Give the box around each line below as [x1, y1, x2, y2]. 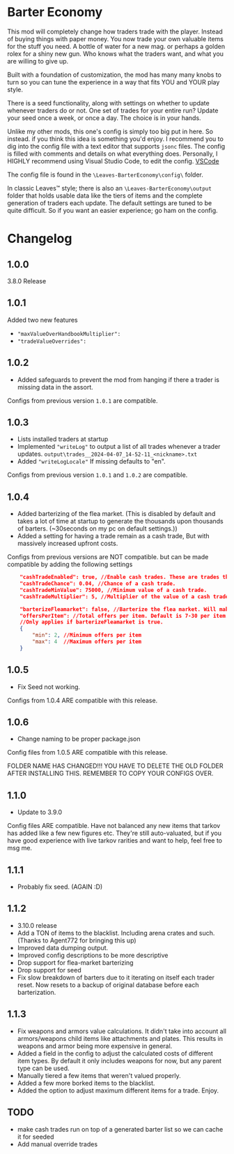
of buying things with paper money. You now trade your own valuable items [7, 34, 224, 43]
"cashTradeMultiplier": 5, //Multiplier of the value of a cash [19, 593, 210, 600]
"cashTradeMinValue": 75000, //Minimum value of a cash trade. [19, 586, 208, 593]
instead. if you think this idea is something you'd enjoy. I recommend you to [7, 134, 224, 143]
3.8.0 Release [7, 276, 47, 285]
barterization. [17, 988, 56, 996]
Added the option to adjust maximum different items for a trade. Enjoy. [17, 1086, 219, 1095]
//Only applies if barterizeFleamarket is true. [19, 619, 164, 626]
